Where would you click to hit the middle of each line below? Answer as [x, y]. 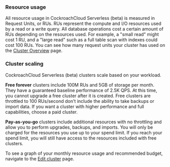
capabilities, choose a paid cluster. [41, 112]
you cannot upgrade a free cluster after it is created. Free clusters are [78, 96]
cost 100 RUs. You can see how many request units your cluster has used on [85, 45]
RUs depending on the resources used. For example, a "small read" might [82, 35]
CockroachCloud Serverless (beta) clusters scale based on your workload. [83, 75]
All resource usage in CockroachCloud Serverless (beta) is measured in [80, 18]
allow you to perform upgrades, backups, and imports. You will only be [79, 127]
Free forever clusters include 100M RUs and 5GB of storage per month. [80, 85]
